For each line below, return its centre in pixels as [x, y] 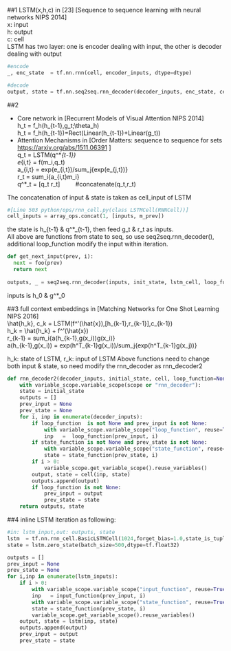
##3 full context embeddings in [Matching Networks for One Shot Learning [113, 308]
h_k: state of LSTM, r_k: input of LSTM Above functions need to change [108, 359]
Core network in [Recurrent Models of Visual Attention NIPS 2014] [110, 118]
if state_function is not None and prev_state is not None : [120, 442]
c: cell [15, 39]
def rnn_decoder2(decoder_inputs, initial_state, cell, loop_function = [112, 378]
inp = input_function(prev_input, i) [89, 596]
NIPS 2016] [23, 316]
